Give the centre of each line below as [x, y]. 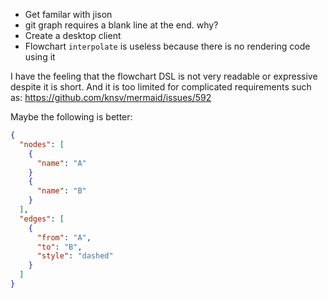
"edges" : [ [42, 219]
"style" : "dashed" [75, 256]
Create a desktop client [73, 35]
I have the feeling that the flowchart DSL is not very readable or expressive [164, 76]
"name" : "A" [61, 163]
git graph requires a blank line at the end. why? [121, 25]
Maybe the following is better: [71, 117]
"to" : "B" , [59, 247]
